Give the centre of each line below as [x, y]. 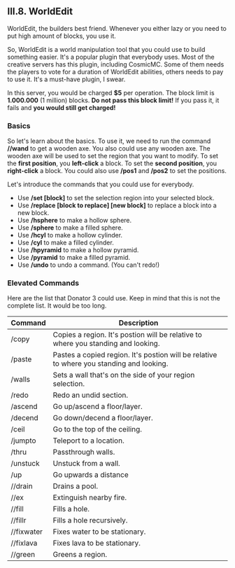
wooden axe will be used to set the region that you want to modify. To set [113, 156]
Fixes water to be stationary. [99, 532]
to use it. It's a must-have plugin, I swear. [66, 79]
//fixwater [27, 532]
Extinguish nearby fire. [90, 498]
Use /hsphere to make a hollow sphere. [74, 221]
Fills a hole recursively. [90, 520]
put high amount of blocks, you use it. [62, 36]
